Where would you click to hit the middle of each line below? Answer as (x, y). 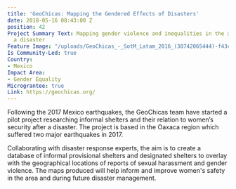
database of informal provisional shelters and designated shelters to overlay (117, 156)
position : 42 (26, 27)
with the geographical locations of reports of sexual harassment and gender (117, 163)
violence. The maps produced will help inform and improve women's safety (116, 171)
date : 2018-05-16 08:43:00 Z (50, 20)
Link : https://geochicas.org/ (52, 92)
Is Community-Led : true (42, 53)
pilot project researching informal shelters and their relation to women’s (111, 119)
